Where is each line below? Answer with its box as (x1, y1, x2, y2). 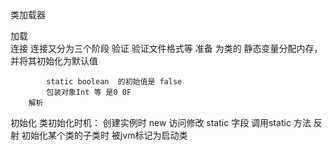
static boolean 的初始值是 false (46, 77, 183, 87)
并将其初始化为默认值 (10, 55, 98, 67)
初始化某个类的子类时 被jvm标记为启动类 (21, 129, 188, 141)
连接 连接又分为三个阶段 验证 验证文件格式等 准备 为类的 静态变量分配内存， (10, 43, 323, 54)
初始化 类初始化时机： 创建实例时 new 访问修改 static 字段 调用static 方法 (10, 117, 312, 128)
